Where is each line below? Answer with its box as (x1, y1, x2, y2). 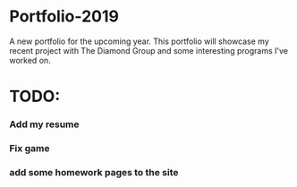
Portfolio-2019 (9, 6, 119, 27)
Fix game (9, 141, 50, 154)
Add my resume (9, 118, 80, 131)
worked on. (9, 55, 51, 65)
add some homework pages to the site (9, 166, 179, 178)
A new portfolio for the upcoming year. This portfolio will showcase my (9, 36, 270, 47)
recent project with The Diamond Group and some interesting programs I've (9, 45, 289, 55)
